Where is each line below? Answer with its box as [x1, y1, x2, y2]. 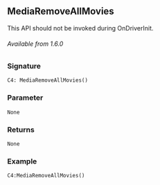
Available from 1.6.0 [7, 39, 64, 48]
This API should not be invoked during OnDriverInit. [7, 24, 154, 32]
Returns [7, 125, 35, 134]
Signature [7, 62, 42, 71]
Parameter [7, 93, 44, 103]
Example [7, 156, 37, 166]
